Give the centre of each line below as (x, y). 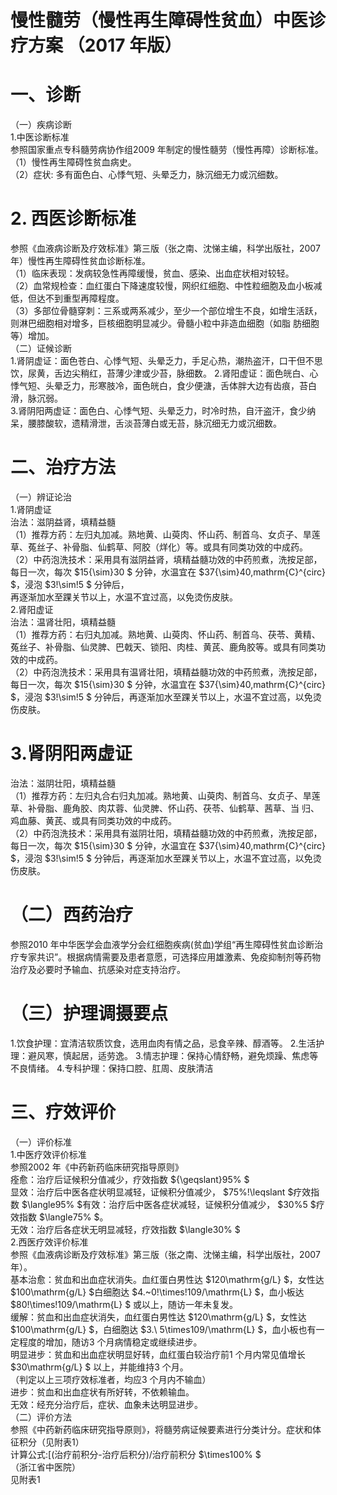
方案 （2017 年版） (105, 45)
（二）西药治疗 (72, 915)
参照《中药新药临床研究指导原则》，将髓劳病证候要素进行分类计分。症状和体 (166, 1429)
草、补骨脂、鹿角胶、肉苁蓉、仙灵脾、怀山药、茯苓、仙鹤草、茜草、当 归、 (165, 808)
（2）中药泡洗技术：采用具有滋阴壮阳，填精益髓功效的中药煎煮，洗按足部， (166, 833)
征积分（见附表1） (47, 1442)
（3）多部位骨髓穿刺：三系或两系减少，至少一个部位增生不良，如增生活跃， (166, 311)
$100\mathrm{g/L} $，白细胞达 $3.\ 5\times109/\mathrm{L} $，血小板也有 (163, 1329)
